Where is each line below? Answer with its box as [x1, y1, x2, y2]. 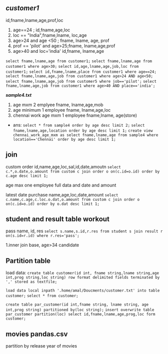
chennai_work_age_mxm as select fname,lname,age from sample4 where [12, 132, 159, 138]
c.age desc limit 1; [5, 173, 49, 178]
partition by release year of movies [5, 343, 77, 349]
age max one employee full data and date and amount [5, 182, 117, 188]
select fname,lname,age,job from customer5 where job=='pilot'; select [5, 79, 157, 84]
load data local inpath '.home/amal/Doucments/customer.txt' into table [5, 288, 160, 293]
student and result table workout [5, 215, 110, 223]
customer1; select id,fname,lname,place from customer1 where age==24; [5, 69, 157, 74]
